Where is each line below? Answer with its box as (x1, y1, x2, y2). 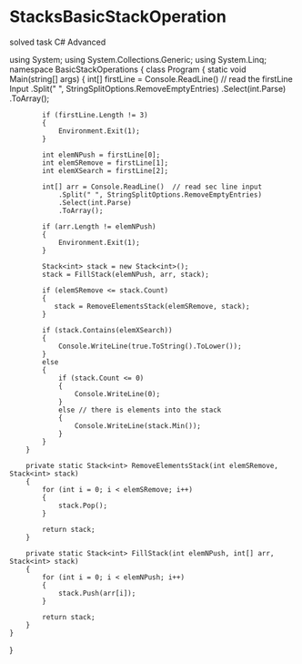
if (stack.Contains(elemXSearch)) (42, 325, 173, 334)
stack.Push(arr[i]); (57, 588, 136, 598)
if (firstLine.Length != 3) (42, 110, 148, 119)
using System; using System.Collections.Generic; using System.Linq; (9, 54, 267, 65)
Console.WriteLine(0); (74, 389, 161, 398)
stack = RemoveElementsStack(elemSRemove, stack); (54, 301, 250, 311)
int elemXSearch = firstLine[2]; (42, 166, 169, 175)
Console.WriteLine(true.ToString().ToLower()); (57, 342, 243, 351)
